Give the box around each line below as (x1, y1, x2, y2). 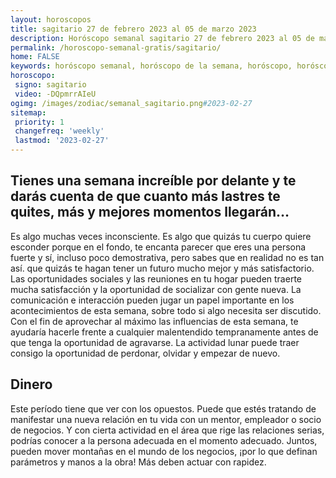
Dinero (10, 376, 53, 393)
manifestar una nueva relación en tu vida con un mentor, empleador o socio (10, 413, 322, 425)
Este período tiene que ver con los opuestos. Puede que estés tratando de (10, 402, 317, 415)
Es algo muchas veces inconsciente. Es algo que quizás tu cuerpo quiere (10, 230, 312, 242)
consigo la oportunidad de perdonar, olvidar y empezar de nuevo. (10, 347, 281, 359)
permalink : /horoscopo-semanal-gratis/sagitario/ (10, 42, 222, 53)
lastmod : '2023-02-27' (14, 136, 110, 146)
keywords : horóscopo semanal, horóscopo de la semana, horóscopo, (10, 61, 293, 71)
